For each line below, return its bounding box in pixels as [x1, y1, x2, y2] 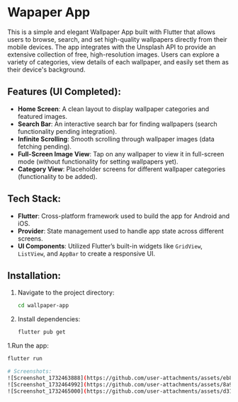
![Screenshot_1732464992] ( [7, 381, 87, 388]
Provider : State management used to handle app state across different [17, 226, 225, 235]
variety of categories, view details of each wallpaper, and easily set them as [7, 57, 229, 66]
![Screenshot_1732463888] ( [7, 374, 87, 381]
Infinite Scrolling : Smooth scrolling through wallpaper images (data [17, 134, 215, 143]
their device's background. [7, 65, 86, 74]
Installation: [7, 270, 62, 282]
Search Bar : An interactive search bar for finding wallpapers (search [17, 120, 217, 128]
